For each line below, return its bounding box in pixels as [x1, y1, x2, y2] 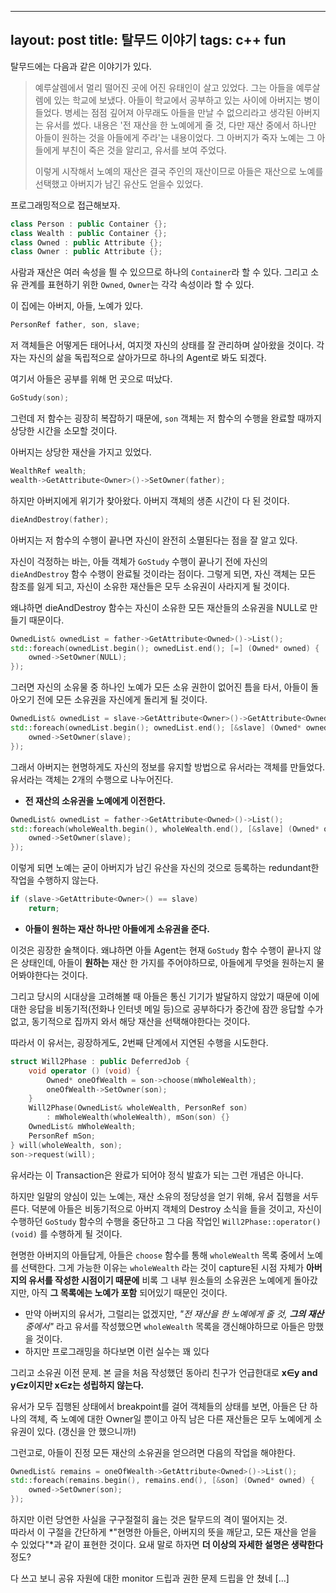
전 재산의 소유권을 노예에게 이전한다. [24, 794, 166, 806]
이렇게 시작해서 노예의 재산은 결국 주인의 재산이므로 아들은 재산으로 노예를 [34, 165, 324, 177]
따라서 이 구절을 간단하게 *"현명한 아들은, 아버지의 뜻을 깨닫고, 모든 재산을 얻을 [10, 1526, 317, 1538]
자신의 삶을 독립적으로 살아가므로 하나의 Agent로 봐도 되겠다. [28, 352, 267, 364]
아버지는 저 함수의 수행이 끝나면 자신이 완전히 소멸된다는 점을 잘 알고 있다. [10, 534, 298, 546]
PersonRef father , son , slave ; [10, 320, 141, 330]
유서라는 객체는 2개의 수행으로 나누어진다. [10, 773, 174, 785]
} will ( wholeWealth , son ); [10, 1140, 123, 1150]
